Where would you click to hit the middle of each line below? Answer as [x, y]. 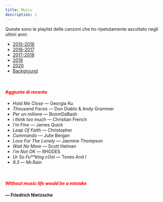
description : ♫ [21, 15]
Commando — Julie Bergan [41, 135]
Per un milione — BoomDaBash [45, 114]
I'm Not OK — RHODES [36, 151]
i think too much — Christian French [50, 119]
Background [25, 71]
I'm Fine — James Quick [38, 124]
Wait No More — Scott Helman [44, 146]
